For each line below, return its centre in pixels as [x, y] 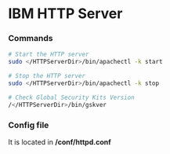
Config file [29, 125]
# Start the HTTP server [49, 55]
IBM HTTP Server [65, 14]
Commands [31, 38]
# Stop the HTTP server [47, 76]
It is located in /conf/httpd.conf [60, 142]
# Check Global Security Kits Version [71, 97]
